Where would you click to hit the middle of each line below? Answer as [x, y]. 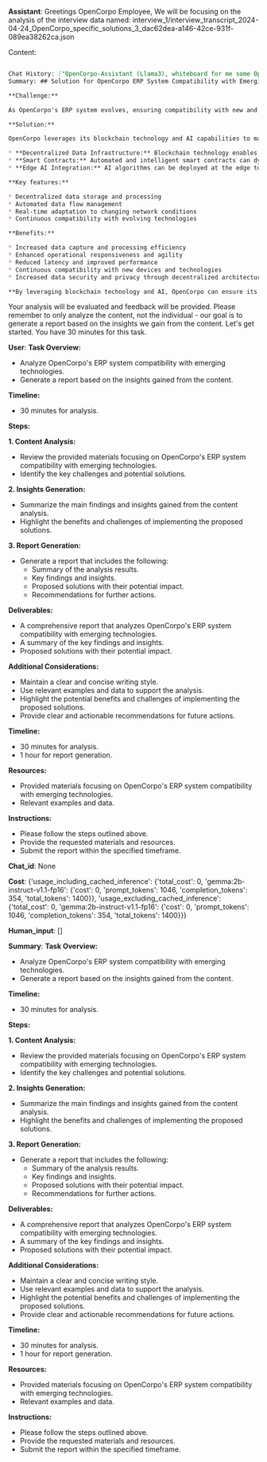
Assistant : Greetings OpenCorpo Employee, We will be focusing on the [125, 12]
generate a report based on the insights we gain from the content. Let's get [131, 324]
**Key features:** [39, 182]
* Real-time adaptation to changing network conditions [103, 211]
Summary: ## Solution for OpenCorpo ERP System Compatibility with [122, 81]
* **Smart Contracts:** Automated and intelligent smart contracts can [129, 161]
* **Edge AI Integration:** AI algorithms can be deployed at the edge [129, 168]
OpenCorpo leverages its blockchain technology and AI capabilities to [129, 139]
